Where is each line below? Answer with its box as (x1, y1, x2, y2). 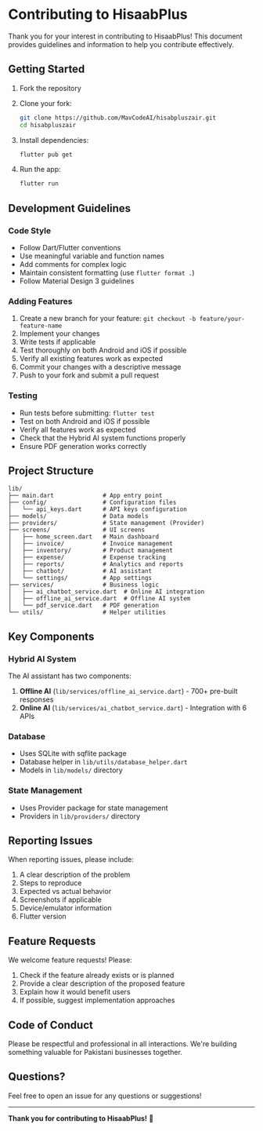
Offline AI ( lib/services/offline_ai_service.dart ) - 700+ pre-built (19, 687, 238, 696)
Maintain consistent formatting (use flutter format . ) (19, 268, 195, 277)
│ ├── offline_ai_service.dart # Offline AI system (8, 595, 191, 603)
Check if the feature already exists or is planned (19, 971, 175, 980)
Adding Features (8, 296, 73, 307)
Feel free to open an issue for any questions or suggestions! (8, 1091, 202, 1100)
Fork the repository (19, 83, 82, 93)
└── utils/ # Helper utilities (8, 608, 167, 617)
